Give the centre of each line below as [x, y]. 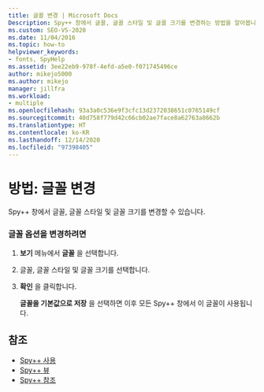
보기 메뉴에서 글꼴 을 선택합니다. [69, 253]
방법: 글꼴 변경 [52, 189]
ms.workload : [30, 96]
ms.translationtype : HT [47, 125]
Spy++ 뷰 [34, 370]
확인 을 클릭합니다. [48, 286]
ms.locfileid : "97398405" [50, 147]
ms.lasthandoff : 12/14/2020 [54, 140]
